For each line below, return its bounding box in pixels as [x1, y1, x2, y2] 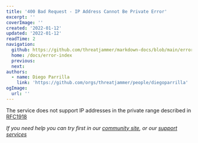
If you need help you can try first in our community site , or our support [6, 124, 178, 131]
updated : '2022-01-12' [6, 31, 62, 36]
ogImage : [6, 85, 28, 91]
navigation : [6, 42, 35, 48]
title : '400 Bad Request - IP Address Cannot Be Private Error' [6, 8, 167, 15]
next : [11, 63, 25, 69]
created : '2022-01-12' [6, 25, 62, 31]
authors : [6, 69, 28, 75]
